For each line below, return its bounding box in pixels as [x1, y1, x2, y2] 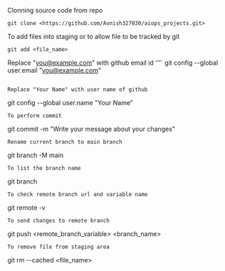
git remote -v [7, 203, 46, 212]
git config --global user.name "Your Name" [7, 99, 134, 107]
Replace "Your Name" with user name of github [7, 86, 148, 93]
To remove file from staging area [7, 243, 110, 250]
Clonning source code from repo [7, 6, 103, 14]
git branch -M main [7, 151, 64, 159]
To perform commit [7, 112, 62, 119]
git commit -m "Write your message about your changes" [7, 124, 176, 133]
